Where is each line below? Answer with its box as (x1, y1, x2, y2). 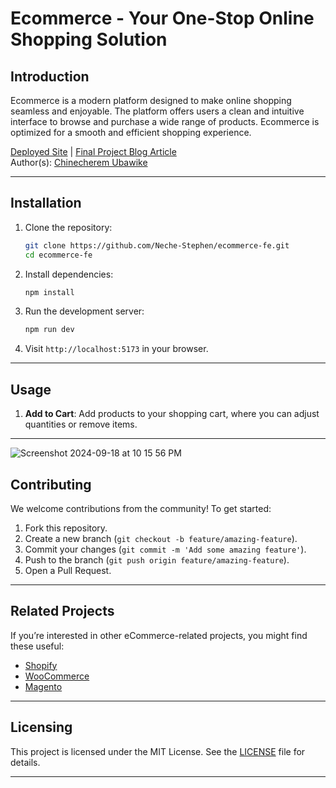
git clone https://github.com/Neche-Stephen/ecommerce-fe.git (24, 240, 290, 251)
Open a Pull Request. (24, 564, 112, 576)
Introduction (10, 68, 90, 85)
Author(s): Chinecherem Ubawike (10, 157, 148, 168)
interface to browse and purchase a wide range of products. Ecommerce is (10, 116, 320, 127)
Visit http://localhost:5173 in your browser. (24, 343, 209, 355)
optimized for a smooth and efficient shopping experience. (10, 127, 252, 138)
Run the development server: (24, 305, 145, 317)
